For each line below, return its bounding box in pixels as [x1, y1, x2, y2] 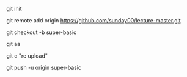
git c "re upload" [6, 52, 48, 59]
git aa [6, 41, 21, 47]
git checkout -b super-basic [6, 28, 77, 36]
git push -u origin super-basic [6, 64, 81, 71]
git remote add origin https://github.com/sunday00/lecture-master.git [6, 17, 182, 24]
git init [6, 5, 23, 12]
